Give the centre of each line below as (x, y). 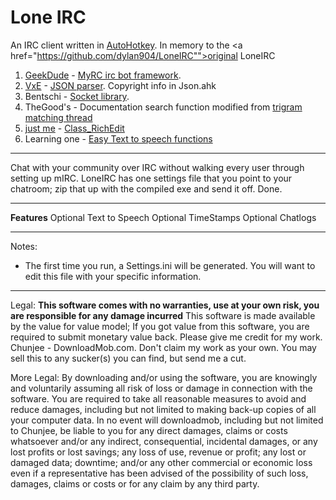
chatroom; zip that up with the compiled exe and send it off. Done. (146, 188)
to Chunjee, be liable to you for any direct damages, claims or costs (149, 430)
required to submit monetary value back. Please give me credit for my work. (166, 337)
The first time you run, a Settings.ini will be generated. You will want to (170, 265)
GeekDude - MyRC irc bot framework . (103, 75)
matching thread (58, 117)
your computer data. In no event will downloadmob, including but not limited (167, 420)
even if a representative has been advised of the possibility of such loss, (159, 473)
